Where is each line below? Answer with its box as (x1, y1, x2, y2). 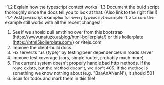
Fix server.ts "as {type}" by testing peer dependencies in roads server (12, 50, 154, 55)
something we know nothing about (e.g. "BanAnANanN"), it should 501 (12, 70, 155, 76)
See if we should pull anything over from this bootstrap (12, 29, 123, 34)
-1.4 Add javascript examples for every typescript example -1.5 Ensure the (5, 15, 154, 20)
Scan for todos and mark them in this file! (12, 75, 95, 81)
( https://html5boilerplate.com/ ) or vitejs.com (12, 39, 102, 45)
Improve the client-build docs (12, 45, 72, 50)
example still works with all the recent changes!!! (5, 19, 103, 25)
